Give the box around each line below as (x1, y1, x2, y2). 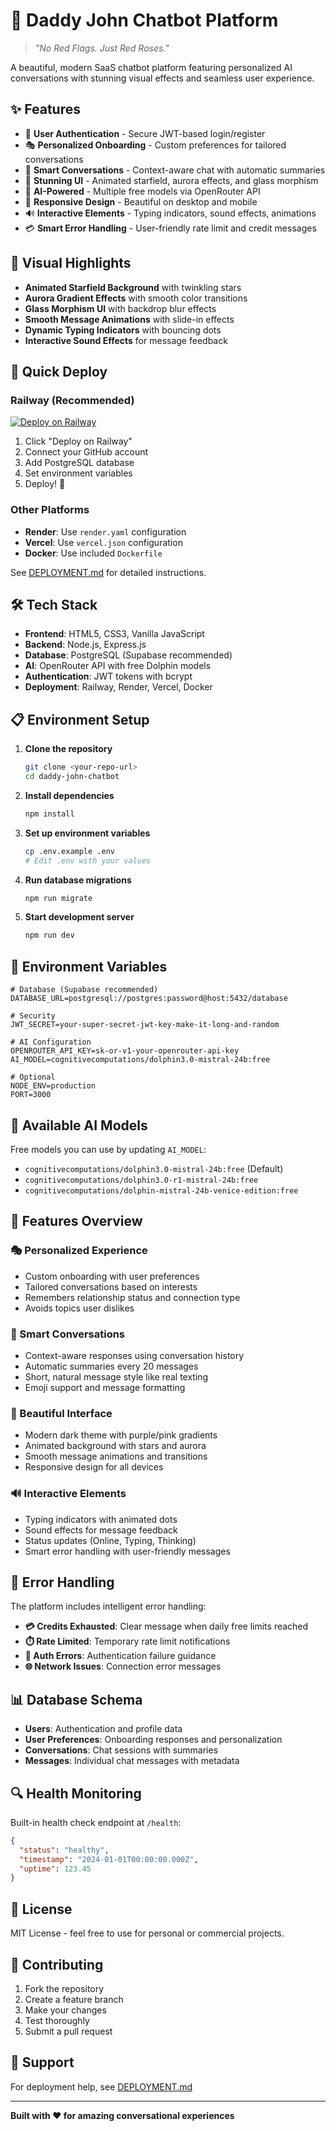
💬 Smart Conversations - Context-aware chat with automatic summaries (24, 164, 326, 176)
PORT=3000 (10, 1090, 52, 1100)
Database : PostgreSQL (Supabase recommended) (24, 649, 233, 661)
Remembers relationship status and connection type (24, 1291, 241, 1303)
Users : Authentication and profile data (24, 1723, 183, 1735)
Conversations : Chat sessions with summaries (24, 1744, 219, 1756)
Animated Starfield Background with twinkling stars (24, 281, 242, 293)
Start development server (24, 911, 135, 923)
